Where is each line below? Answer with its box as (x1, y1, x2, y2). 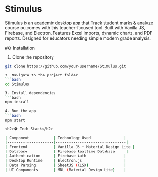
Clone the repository (12, 54, 54, 60)
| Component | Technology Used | (5, 135, 126, 140)
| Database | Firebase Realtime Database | (5, 149, 129, 154)
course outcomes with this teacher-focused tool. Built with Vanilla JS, (5, 25, 146, 30)
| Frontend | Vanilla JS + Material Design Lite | (5, 145, 135, 150)
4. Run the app (5, 109, 36, 114)
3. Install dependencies (5, 91, 56, 96)
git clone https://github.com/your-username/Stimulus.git (5, 64, 126, 69)
